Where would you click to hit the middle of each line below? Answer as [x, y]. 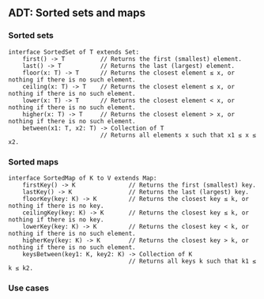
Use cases [29, 288]
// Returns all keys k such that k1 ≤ [192, 261]
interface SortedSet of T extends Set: [74, 52]
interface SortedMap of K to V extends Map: [83, 178]
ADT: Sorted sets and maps [77, 13]
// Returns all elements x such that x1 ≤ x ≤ [178, 135]
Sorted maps [34, 161]
